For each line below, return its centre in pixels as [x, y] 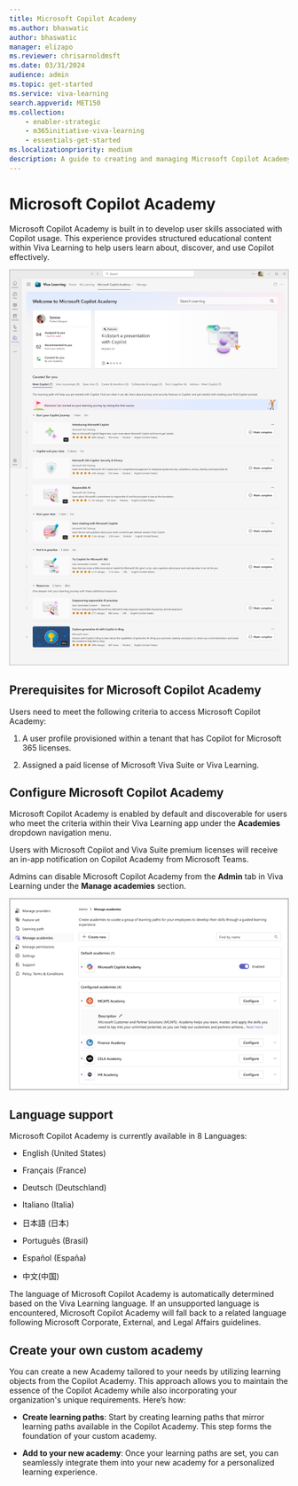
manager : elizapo [41, 47]
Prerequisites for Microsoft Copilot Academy [135, 691]
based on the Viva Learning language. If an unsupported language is [134, 1303]
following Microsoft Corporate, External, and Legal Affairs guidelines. [135, 1323]
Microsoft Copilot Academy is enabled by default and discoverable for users [149, 814]
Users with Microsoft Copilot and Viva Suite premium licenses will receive [144, 850]
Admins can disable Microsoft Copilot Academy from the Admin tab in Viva [146, 877]
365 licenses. [47, 747]
